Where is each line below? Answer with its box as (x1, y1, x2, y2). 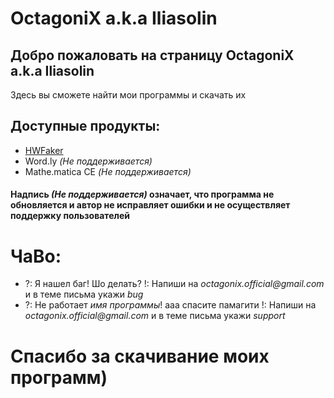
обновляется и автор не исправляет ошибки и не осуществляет (10, 199, 291, 211)
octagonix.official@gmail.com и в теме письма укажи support (24, 310, 286, 322)
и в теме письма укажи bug (24, 288, 144, 301)
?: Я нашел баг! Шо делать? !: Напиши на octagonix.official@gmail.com (24, 278, 325, 290)
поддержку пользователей (10, 210, 130, 222)
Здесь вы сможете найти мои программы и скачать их (10, 89, 247, 101)
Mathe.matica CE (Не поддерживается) (24, 165, 192, 177)
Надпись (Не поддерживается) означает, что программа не (10, 188, 275, 201)
